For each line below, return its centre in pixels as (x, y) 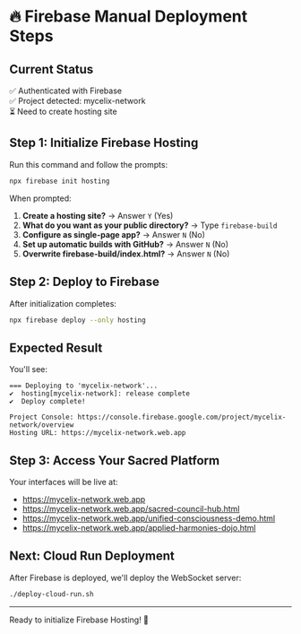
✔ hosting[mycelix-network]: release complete (100, 394)
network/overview (42, 425)
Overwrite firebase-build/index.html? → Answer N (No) (126, 254)
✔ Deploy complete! (48, 402)
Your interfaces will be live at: (64, 482)
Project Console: (42, 417)
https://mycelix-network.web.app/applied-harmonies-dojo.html (139, 528)
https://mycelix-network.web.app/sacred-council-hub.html (131, 509)
